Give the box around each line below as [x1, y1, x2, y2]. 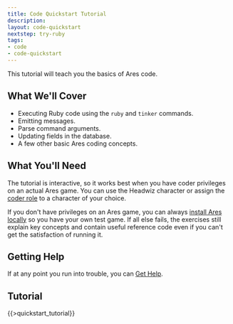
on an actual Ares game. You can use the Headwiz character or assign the [7, 186, 225, 195]
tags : [7, 37, 24, 44]
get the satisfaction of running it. [7, 230, 103, 239]
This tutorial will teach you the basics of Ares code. [7, 69, 158, 78]
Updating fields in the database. [17, 131, 112, 140]
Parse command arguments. [17, 124, 101, 132]
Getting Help [7, 250, 65, 263]
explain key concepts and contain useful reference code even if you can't [7, 222, 223, 231]
